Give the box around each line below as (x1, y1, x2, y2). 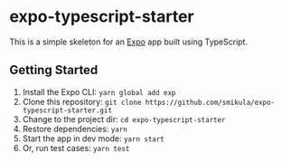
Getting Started (9, 62, 99, 78)
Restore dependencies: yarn (22, 123, 128, 134)
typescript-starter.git (22, 106, 113, 115)
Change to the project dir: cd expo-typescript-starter (22, 113, 226, 124)
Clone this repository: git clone (22, 96, 142, 107)
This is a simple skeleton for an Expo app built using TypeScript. (9, 36, 249, 47)
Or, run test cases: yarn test (22, 142, 130, 153)
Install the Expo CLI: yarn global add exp (22, 86, 176, 97)
